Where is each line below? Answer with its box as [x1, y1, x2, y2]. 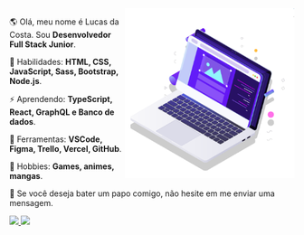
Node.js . [9, 76, 43, 86]
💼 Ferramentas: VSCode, [9, 134, 103, 145]
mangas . [9, 171, 43, 181]
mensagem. [9, 198, 53, 208]
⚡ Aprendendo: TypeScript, [9, 94, 113, 104]
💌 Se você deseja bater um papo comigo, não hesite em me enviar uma [9, 188, 276, 199]
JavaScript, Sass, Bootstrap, [9, 66, 119, 77]
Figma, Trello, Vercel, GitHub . [9, 144, 122, 154]
